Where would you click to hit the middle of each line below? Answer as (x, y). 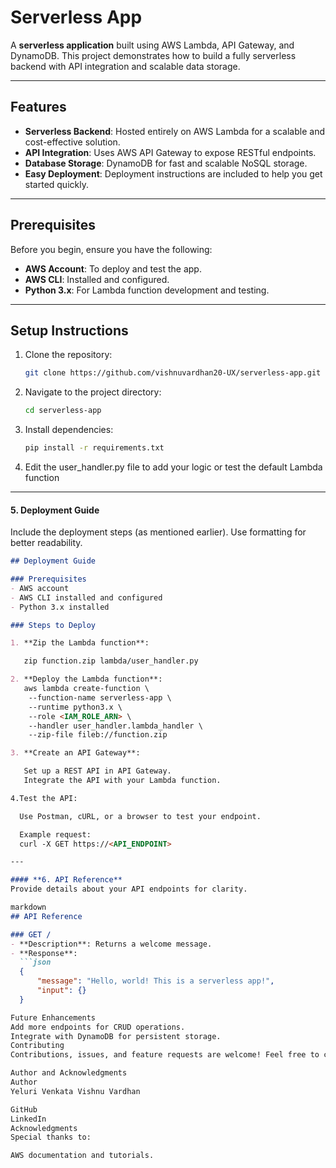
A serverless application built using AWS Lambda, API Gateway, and (152, 45)
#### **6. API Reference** (66, 880)
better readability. (46, 543)
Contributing (37, 1046)
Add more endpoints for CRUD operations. (98, 1027)
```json (35, 962)
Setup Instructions (69, 330)
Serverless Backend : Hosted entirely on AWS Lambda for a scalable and (174, 131)
